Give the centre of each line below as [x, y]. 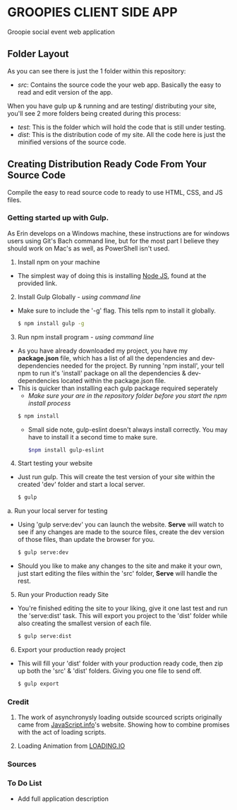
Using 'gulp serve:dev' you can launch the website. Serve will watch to [121, 525]
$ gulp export [38, 684]
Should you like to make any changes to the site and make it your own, [120, 566]
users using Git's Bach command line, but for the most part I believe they [113, 241]
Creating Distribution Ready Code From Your [107, 164]
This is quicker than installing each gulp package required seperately [118, 388]
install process [49, 403]
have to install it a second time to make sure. [93, 437]
